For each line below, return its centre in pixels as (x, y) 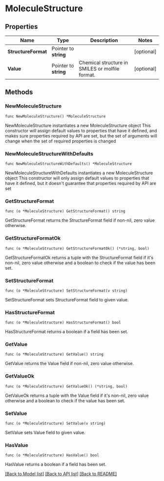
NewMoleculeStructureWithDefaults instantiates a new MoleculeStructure (79, 173)
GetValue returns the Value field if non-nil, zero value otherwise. (70, 364)
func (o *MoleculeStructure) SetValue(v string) (55, 424)
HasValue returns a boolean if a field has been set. (56, 464)
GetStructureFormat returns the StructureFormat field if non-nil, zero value (80, 220)
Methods (19, 92)
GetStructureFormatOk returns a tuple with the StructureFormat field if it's (79, 257)
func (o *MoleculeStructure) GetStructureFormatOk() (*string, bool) (77, 248)
